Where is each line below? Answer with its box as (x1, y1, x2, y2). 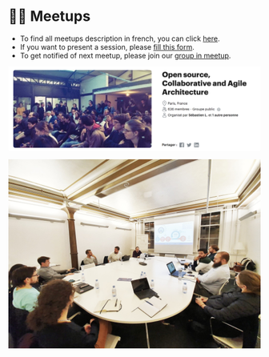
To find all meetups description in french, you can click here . (19, 34, 220, 43)
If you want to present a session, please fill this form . (19, 42, 195, 51)
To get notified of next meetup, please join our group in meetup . (19, 50, 231, 60)
